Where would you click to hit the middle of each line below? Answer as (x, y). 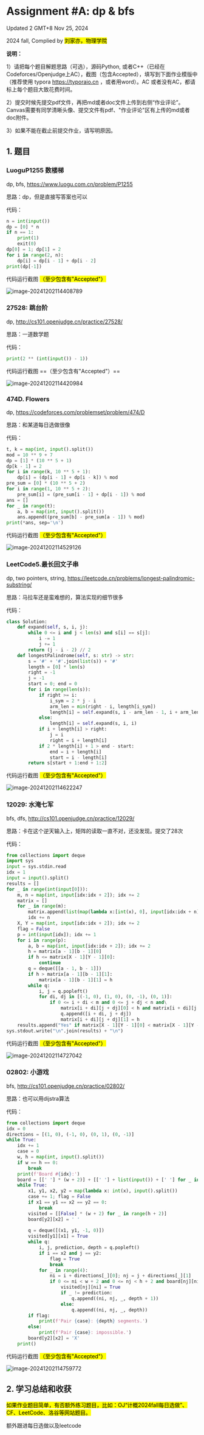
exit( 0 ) (27, 244)
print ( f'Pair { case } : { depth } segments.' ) (93, 1321)
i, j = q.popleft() (63, 991)
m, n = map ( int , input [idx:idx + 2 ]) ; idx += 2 (78, 895)
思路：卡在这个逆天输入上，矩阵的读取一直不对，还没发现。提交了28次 (95, 831)
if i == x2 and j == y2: (70, 1253)
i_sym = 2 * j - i (73, 701)
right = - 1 (42, 672)
